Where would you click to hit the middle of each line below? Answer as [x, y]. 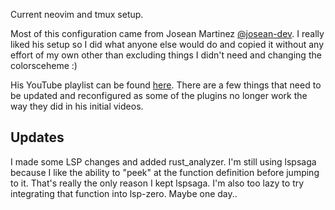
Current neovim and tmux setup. [77, 14]
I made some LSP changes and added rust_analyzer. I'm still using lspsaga [163, 161]
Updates [37, 137]
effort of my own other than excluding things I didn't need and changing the [166, 55]
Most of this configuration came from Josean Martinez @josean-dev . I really [167, 33]
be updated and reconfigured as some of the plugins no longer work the [159, 95]
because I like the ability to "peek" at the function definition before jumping [165, 172]
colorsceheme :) [44, 65]
